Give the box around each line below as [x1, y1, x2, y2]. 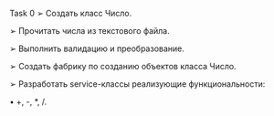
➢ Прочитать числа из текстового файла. [9, 26, 171, 36]
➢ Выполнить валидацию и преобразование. [9, 43, 185, 54]
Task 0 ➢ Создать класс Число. [9, 8, 132, 18]
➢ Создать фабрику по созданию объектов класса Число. [9, 61, 237, 71]
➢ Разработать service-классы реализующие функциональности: [9, 79, 266, 90]
